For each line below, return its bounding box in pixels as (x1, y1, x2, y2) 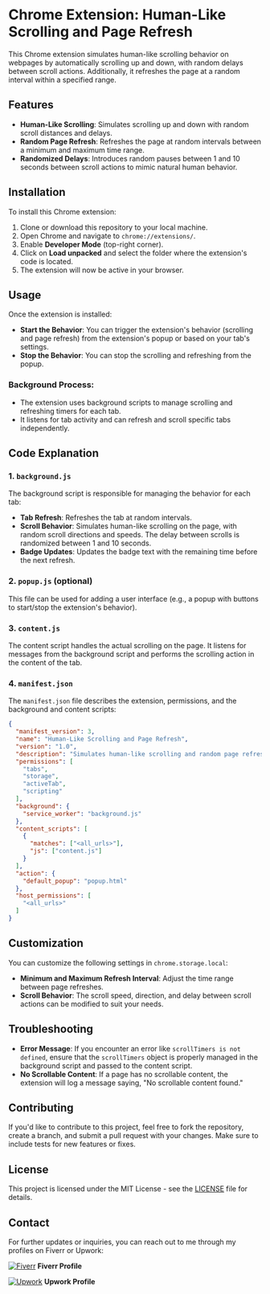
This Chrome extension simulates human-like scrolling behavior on (8, 49, 229, 59)
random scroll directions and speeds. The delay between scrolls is (19, 530, 239, 540)
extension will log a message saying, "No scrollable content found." (19, 1078, 243, 1088)
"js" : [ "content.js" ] (29, 847, 103, 855)
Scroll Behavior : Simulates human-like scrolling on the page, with (19, 521, 237, 531)
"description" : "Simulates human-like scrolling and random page (15, 749, 239, 758)
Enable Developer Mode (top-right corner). (19, 239, 164, 249)
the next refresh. (19, 556, 76, 565)
